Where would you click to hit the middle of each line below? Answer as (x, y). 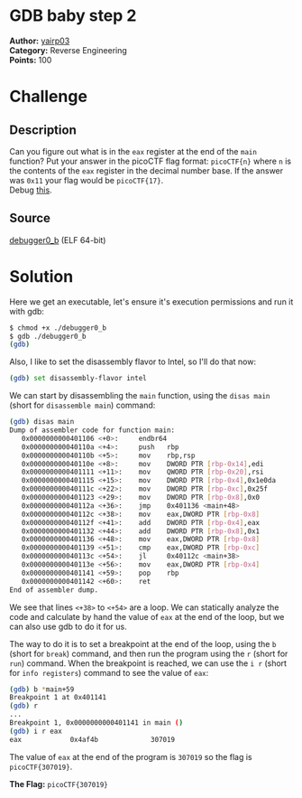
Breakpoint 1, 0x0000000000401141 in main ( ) (96, 723)
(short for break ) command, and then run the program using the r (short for (149, 653)
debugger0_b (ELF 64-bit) (58, 239)
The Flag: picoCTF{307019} (59, 784)
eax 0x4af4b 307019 (92, 739)
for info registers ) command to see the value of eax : (109, 672)
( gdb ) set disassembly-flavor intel (78, 379)
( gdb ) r (24, 706)
